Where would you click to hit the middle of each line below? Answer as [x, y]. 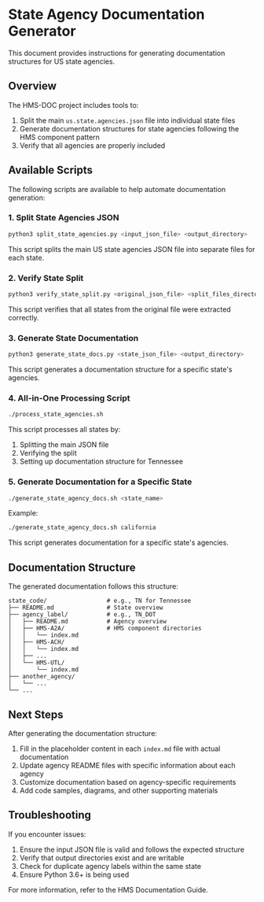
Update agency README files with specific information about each [127, 765]
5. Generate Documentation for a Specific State [100, 482]
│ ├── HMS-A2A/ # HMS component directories [105, 628]
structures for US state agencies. [62, 61]
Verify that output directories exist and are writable [102, 858]
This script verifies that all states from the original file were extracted [120, 309]
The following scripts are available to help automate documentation [117, 189]
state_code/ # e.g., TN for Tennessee [100, 601]
